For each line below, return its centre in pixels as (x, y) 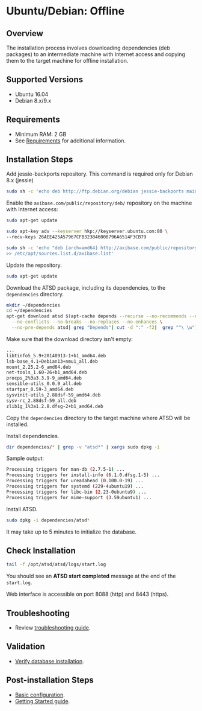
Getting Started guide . (42, 701)
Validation (26, 647)
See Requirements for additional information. (70, 141)
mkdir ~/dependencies (33, 305)
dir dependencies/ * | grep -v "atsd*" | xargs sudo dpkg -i (83, 447)
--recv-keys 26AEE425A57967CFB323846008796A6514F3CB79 (76, 237)
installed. (17, 424)
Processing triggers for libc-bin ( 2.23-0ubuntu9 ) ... (76, 492)
